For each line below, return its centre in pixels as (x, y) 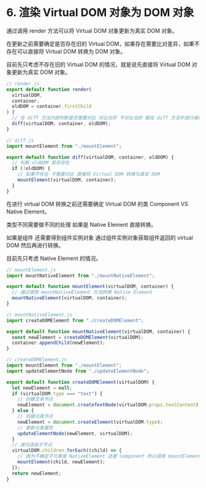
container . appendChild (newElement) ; (59, 343)
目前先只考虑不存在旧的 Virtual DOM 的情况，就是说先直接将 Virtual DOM (98, 64)
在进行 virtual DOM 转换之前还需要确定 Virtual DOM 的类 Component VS (97, 204)
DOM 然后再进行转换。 (35, 245)
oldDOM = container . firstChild (52, 107)
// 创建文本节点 (35, 399)
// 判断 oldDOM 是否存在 (41, 163)
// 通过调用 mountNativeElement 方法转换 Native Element (82, 292)
